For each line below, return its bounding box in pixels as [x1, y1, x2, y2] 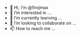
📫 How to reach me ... [9, 26, 55, 31]
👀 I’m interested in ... [9, 10, 52, 16]
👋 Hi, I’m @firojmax [9, 5, 49, 10]
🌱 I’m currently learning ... [9, 15, 62, 20]
